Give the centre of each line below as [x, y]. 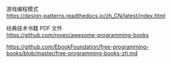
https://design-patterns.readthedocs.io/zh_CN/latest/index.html [86, 16]
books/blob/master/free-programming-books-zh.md [72, 53]
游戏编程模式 [22, 9]
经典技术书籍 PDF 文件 [34, 28]
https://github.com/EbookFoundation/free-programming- [78, 47]
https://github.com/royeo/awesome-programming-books [77, 35]
